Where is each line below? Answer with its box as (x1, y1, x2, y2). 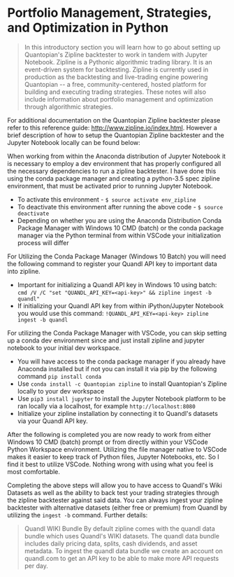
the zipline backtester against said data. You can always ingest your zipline (7, 496, 224, 504)
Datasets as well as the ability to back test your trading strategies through (7, 488, 219, 496)
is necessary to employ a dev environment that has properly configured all (7, 159, 221, 167)
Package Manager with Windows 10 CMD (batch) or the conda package (17, 223, 224, 232)
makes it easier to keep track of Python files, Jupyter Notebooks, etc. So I (7, 452, 220, 461)
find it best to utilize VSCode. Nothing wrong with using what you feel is (7, 460, 214, 468)
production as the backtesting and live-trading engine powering (24, 72, 208, 81)
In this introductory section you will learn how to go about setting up (24, 43, 221, 51)
